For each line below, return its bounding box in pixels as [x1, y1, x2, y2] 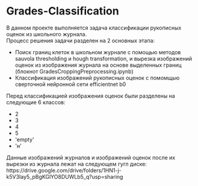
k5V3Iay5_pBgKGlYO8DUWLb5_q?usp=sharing [6, 173, 123, 180]
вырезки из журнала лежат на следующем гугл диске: [6, 160, 147, 167]
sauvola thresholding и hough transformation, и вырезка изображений [14, 55, 193, 62]
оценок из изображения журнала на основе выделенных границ [14, 61, 182, 69]
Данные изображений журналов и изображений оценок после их [6, 153, 176, 161]
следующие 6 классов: [6, 98, 66, 106]
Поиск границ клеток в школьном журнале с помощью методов [14, 48, 181, 55]
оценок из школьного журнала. [6, 30, 87, 37]
